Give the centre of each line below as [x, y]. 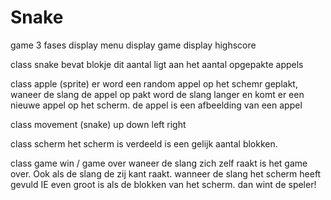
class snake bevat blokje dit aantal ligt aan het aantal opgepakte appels [157, 64]
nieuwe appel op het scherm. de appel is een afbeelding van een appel [156, 105]
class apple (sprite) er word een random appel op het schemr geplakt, [154, 83]
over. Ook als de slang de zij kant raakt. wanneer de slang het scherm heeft [166, 173]
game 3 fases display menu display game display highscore [133, 45]
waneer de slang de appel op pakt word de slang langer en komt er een [157, 94]
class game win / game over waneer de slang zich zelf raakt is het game [159, 163]
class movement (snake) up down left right [98, 124]
